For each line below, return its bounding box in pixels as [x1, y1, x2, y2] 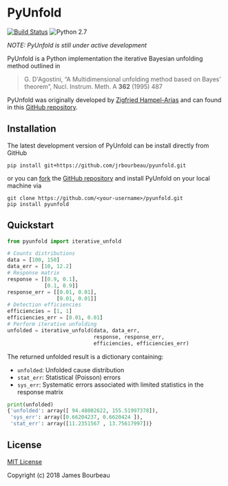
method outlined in [7, 61, 61, 70]
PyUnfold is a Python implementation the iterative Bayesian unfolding [7, 54, 203, 63]
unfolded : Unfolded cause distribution [17, 365, 125, 374]
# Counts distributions [7, 250, 76, 257]
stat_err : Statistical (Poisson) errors [17, 373, 121, 381]
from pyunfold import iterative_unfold [7, 238, 122, 245]
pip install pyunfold [7, 201, 70, 207]
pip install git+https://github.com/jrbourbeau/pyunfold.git [7, 162, 187, 169]
